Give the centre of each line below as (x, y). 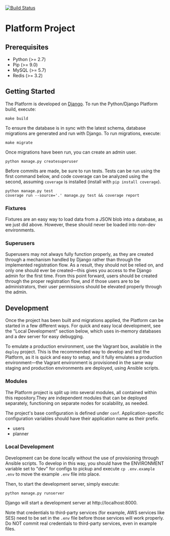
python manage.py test (29, 191)
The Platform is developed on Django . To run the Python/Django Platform (82, 104)
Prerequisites (27, 47)
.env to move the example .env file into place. (53, 474)
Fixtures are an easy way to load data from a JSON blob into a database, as (84, 219)
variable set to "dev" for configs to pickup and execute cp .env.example (80, 468)
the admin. (16, 292)
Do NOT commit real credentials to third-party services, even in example (81, 523)
